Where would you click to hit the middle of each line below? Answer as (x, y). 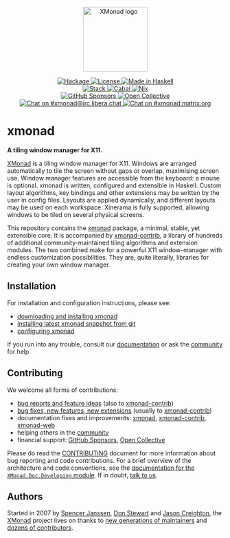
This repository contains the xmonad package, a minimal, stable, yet (104, 228)
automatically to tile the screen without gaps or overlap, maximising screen (113, 170)
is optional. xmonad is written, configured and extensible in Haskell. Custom (114, 185)
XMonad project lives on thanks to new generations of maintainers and (107, 521)
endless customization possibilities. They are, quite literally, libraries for (108, 257)
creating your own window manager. (59, 265)
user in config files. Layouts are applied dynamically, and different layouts (111, 200)
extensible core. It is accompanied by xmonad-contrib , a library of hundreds (115, 235)
